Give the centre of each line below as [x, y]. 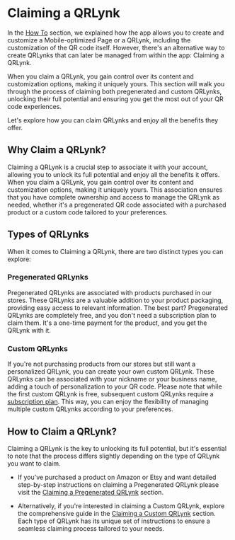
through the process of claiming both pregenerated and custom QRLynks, [115, 91]
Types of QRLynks [48, 235]
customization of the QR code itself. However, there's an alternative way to [116, 47]
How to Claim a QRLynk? [62, 431]
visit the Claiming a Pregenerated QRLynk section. [91, 492]
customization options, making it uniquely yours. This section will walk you [116, 84]
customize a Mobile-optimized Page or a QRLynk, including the [99, 40]
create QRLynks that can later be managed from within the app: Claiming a [116, 55]
